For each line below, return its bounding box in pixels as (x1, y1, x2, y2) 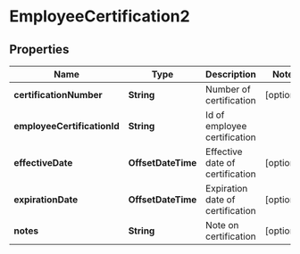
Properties (9, 42, 70, 57)
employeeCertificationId (13, 120, 121, 132)
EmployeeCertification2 (9, 6, 190, 27)
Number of (204, 83, 252, 95)
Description (204, 69, 257, 80)
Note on (204, 219, 239, 231)
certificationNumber (13, 89, 103, 101)
